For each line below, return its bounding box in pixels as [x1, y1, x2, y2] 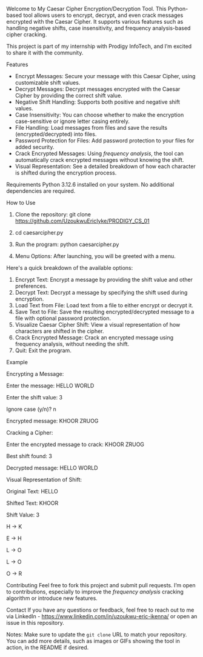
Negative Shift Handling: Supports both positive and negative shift [15, 98, 180, 105]
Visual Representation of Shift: [6, 476, 82, 483]
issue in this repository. [6, 619, 65, 626]
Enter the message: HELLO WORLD [6, 382, 95, 389]
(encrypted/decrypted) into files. [15, 130, 97, 138]
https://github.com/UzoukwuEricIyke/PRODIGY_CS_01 [15, 218, 150, 224]
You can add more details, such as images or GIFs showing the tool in [6, 638, 181, 644]
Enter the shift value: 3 [6, 394, 62, 401]
